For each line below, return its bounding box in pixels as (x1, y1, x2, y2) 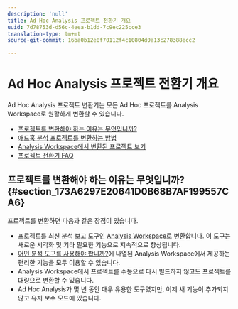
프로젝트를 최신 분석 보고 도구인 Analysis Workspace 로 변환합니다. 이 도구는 (17, 232, 231, 240)
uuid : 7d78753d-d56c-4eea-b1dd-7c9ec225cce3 (7, 23, 141, 31)
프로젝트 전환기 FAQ (17, 151, 74, 160)
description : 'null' (7, 10, 69, 18)
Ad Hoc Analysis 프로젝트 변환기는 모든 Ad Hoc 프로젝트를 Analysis (7, 101, 199, 109)
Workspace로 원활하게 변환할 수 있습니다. (7, 109, 124, 118)
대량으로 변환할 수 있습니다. (17, 276, 94, 284)
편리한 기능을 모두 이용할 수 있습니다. (17, 258, 121, 266)
